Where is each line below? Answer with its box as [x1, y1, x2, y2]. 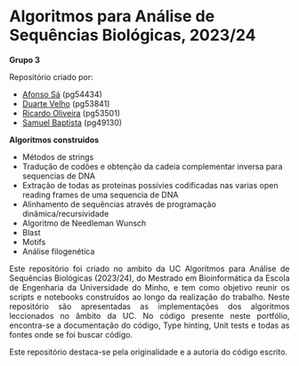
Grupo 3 [9, 54, 40, 65]
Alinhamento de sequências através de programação [21, 198, 216, 210]
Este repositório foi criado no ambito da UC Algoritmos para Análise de [9, 263, 290, 274]
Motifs [21, 236, 46, 247]
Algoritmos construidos [9, 134, 100, 145]
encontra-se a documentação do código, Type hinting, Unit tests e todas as [9, 320, 290, 330]
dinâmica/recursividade [21, 208, 109, 219]
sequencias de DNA [21, 171, 96, 181]
